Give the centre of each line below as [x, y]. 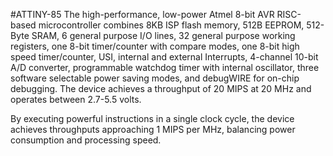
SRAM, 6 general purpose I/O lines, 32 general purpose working [163, 35]
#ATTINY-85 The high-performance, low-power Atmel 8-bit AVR [142, 14]
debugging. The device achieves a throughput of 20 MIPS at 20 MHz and [161, 88]
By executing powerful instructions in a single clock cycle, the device [152, 118]
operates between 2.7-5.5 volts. [76, 99]
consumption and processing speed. [86, 140]
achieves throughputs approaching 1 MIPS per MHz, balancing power [153, 129]
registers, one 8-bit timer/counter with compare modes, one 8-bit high [155, 46]
